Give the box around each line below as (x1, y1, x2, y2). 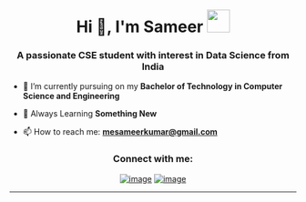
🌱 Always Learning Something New (22, 108, 158, 119)
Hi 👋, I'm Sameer (76, 16, 204, 37)
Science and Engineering (22, 91, 120, 102)
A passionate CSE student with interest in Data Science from (16, 49, 290, 62)
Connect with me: (112, 153, 194, 166)
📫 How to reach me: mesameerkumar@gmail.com (22, 126, 219, 137)
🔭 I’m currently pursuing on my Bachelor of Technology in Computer (22, 81, 283, 92)
